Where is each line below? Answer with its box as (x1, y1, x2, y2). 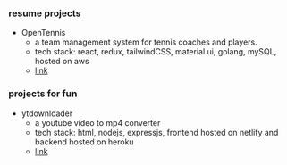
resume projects (8, 7, 81, 20)
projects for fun (8, 87, 78, 100)
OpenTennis (21, 28, 66, 38)
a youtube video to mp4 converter (34, 117, 161, 128)
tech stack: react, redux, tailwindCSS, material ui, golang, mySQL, (34, 46, 277, 57)
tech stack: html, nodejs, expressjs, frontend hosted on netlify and (34, 127, 279, 137)
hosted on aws (34, 56, 90, 67)
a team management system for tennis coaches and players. (34, 37, 257, 47)
